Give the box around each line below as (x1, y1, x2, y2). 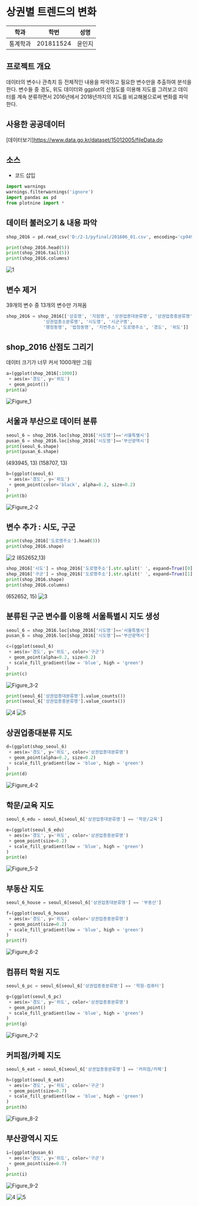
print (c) (6, 671, 28, 677)
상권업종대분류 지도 (6, 727, 72, 738)
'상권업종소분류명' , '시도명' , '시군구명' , (43, 319, 133, 325)
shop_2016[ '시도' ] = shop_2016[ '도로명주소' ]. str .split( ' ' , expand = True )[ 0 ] (6, 566, 193, 572)
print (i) (6, 1172, 28, 1178)
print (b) (6, 493, 28, 499)
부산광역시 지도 (6, 1133, 58, 1143)
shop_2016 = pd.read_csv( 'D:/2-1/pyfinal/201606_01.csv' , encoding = (6, 234, 178, 240)
